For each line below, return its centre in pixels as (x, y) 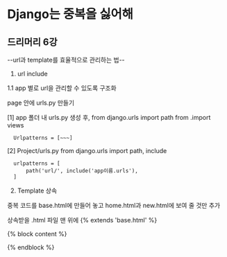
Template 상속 (37, 190)
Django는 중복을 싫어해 (70, 14)
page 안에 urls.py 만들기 (41, 103)
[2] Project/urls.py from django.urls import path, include (87, 151)
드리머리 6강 (32, 42)
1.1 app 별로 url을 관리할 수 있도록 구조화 (62, 88)
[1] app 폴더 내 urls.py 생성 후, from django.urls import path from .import (109, 117)
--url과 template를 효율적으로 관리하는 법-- (66, 60)
